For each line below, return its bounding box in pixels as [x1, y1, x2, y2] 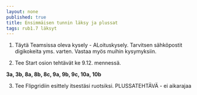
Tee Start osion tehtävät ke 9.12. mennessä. [14, 59, 122, 66]
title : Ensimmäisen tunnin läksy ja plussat [6, 20, 118, 26]
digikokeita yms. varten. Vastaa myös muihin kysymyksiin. [14, 48, 157, 55]
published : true [6, 14, 46, 20]
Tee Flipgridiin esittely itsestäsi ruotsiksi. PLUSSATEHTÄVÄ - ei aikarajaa [14, 83, 192, 90]
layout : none [6, 8, 39, 15]
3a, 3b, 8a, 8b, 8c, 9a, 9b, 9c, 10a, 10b [6, 71, 101, 78]
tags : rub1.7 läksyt [6, 25, 58, 31]
